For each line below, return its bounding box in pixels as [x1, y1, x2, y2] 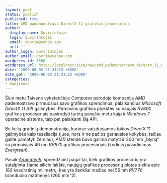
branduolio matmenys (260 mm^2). [5, 172, 77, 178]
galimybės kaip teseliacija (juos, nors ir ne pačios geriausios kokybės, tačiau [5, 131, 162, 137]
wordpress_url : [5, 63, 37, 68]
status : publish [5, 12, 39, 17]
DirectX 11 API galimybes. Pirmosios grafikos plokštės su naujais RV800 [5, 105, 152, 111]
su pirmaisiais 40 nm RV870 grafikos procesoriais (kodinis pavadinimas [5, 141, 152, 147]
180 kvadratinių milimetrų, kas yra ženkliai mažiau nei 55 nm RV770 [5, 167, 143, 173]
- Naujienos [5, 81, 30, 86]
